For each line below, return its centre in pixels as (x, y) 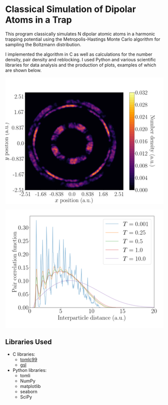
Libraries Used (28, 342)
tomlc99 (29, 359)
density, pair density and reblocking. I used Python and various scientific (80, 59)
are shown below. (23, 70)
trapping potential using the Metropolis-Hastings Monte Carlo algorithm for (83, 39)
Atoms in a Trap (38, 20)
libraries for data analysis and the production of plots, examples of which (81, 65)
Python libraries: (29, 370)
